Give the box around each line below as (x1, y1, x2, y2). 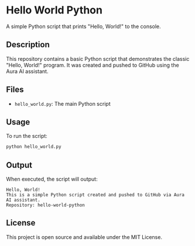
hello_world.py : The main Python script (14, 100, 111, 107)
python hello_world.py (6, 144, 61, 150)
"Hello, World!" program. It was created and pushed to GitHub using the (6, 61, 180, 68)
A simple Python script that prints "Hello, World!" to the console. (6, 23, 161, 30)
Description (6, 40, 50, 50)
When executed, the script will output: (6, 176, 98, 183)
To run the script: (6, 133, 48, 140)
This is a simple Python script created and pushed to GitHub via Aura (6, 192, 184, 198)
